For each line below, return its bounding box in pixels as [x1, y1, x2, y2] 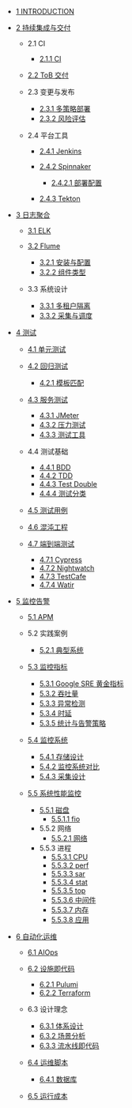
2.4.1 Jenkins [39, 146, 82, 156]
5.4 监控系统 [27, 735, 69, 744]
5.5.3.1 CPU [51, 853, 89, 861]
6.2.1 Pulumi [39, 980, 79, 989]
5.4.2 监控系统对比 [39, 762, 100, 771]
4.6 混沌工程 [27, 522, 69, 532]
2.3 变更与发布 [27, 87, 75, 96]
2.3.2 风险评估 [39, 114, 86, 123]
